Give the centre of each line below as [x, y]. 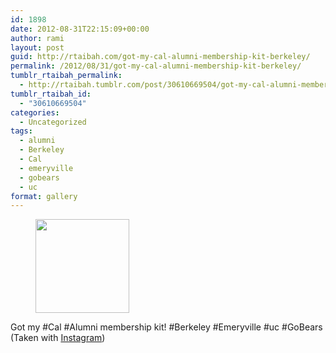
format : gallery [44, 196]
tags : [21, 131]
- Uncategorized [53, 122]
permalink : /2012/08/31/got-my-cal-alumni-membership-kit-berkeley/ [156, 66]
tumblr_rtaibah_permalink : [66, 76]
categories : [35, 112]
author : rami [37, 38]
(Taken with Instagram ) [58, 338]
